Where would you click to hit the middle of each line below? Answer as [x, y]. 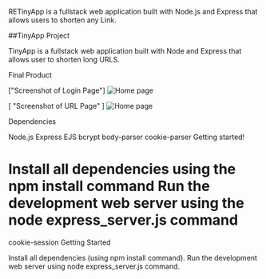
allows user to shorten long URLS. [64, 60]
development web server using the [127, 203]
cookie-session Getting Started [60, 242]
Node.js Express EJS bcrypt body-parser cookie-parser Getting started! [127, 137]
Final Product [30, 75]
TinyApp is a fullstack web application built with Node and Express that [125, 51]
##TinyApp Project [39, 36]
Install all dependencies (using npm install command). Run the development [133, 257]
